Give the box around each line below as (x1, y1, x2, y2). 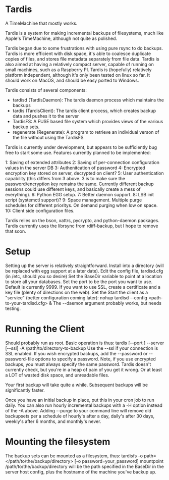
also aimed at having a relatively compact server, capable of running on (5, 61, 154, 67)
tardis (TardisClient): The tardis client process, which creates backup (12, 108, 156, 114)
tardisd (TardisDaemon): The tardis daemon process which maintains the (12, 97, 164, 103)
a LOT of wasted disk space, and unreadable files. (5, 372, 109, 378)
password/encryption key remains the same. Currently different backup (5, 181, 154, 187)
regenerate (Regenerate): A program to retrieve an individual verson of (12, 129, 159, 135)
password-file (5, 356, 34, 362)
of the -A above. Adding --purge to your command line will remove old (5, 407, 151, 413)
